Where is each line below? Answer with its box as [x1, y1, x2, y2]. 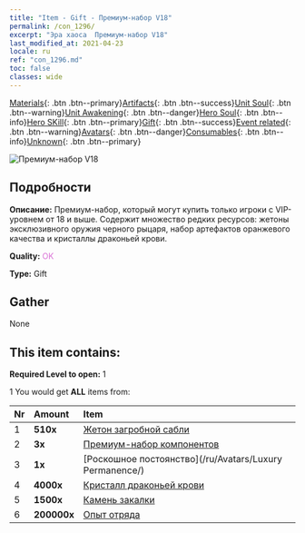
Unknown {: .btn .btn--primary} [26, 135, 142, 146]
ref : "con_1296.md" [9, 55, 84, 64]
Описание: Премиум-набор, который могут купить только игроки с [9, 203, 274, 214]
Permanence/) [83, 464, 145, 477]
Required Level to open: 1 [9, 369, 106, 380]
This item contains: [9, 344, 121, 360]
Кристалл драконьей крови [83, 479, 205, 491]
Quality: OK [9, 251, 54, 262]
